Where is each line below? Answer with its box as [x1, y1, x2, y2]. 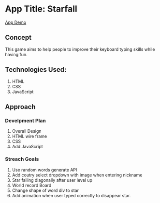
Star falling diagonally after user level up [12, 177, 93, 183]
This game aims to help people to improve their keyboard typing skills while [5, 46, 155, 52]
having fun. [5, 51, 28, 57]
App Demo [5, 19, 27, 25]
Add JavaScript [12, 144, 43, 150]
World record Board [12, 182, 52, 188]
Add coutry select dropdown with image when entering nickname [12, 172, 143, 178]
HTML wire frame [12, 133, 47, 139]
